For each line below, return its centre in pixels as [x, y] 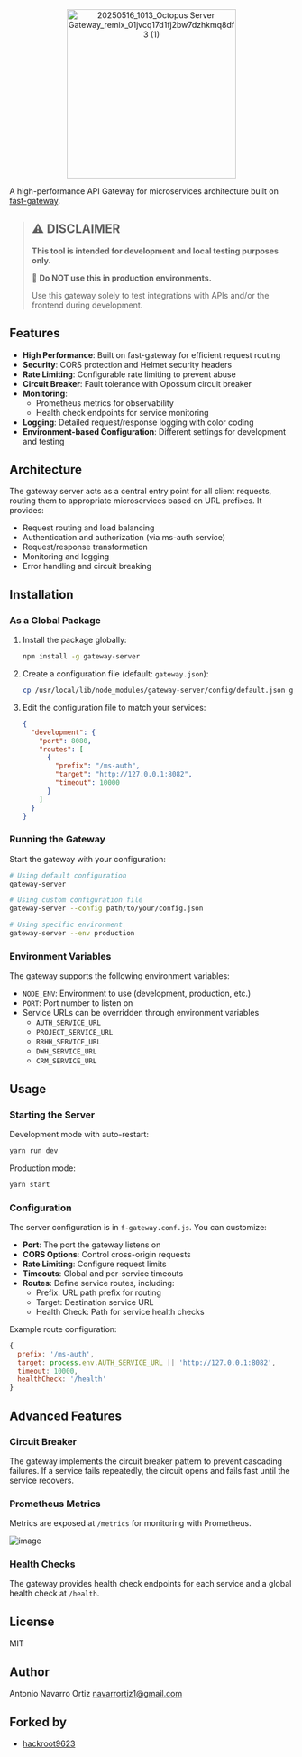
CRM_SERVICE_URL [66, 1062]
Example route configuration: [63, 1329]
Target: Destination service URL [95, 1302]
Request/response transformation [85, 547]
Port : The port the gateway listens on [92, 1245]
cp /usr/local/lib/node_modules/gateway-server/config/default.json [154, 690]
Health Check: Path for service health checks [120, 1311]
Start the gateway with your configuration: [88, 859]
